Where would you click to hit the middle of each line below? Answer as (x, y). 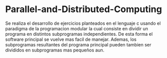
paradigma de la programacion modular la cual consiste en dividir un (77, 28)
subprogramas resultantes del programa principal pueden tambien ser (78, 44)
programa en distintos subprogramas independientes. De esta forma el (79, 34)
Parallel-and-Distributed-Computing (84, 9)
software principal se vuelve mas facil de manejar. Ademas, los (71, 39)
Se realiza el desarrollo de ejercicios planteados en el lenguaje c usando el (83, 23)
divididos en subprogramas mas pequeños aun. (55, 50)
